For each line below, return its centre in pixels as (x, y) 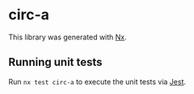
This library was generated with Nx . (67, 37)
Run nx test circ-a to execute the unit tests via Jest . (97, 81)
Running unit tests (55, 62)
